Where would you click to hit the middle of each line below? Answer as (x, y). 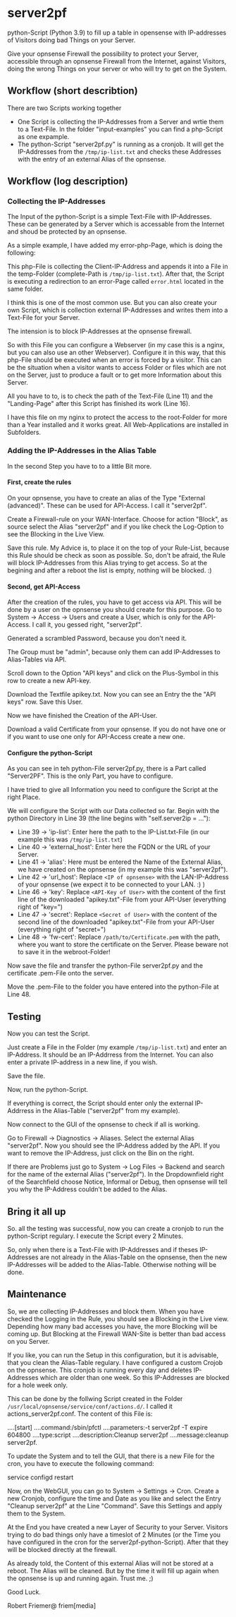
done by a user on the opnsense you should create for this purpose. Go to (114, 610)
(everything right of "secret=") (62, 930)
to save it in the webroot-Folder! (64, 952)
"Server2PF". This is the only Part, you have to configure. (90, 776)
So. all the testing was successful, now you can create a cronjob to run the (116, 1228)
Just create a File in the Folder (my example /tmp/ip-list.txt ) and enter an (117, 1047)
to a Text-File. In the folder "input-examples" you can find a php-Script (120, 129)
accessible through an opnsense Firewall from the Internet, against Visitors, (117, 61)
